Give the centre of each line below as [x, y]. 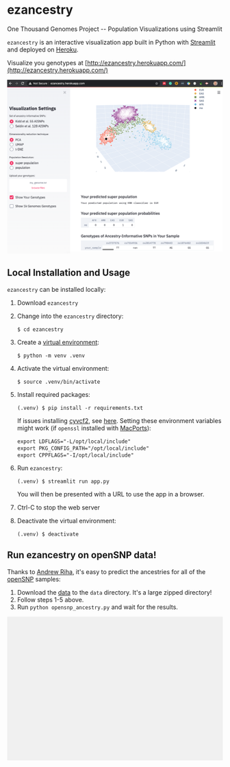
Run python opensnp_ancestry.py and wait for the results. [97, 607]
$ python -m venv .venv [51, 356]
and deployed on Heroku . [43, 49]
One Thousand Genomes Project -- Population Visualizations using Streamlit [115, 29]
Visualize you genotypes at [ [47, 62]
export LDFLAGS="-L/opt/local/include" [74, 442]
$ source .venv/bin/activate [59, 382]
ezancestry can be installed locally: [56, 289]
